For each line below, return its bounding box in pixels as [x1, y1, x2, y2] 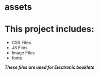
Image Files [11, 50, 35, 56]
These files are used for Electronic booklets [4, 64, 95, 70]
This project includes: [4, 24, 95, 35]
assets [4, 1, 33, 13]
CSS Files [11, 40, 31, 45]
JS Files [11, 45, 28, 51]
